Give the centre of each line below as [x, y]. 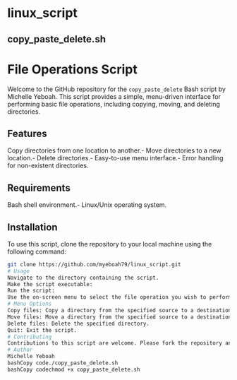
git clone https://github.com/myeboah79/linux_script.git [94, 264]
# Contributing [30, 337]
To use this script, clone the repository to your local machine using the [110, 244]
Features [27, 133]
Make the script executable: [50, 284]
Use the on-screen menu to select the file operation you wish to [107, 297]
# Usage [19, 271]
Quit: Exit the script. [42, 330]
